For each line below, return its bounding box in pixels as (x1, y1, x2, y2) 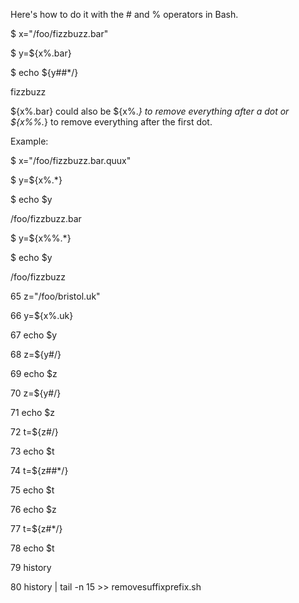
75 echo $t (10, 484, 55, 496)
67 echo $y (10, 329, 58, 341)
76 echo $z (10, 504, 57, 515)
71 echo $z (10, 407, 56, 418)
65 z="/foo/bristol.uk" (10, 290, 101, 302)
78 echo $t (10, 542, 55, 554)
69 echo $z (10, 368, 58, 379)
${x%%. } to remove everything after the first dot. (10, 116, 213, 128)
